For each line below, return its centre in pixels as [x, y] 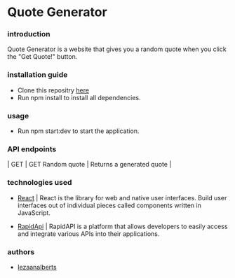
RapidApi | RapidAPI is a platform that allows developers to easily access [122, 226]
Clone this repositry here [53, 90]
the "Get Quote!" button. [42, 57]
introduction [29, 34]
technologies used [40, 183]
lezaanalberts [37, 267]
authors [21, 251]
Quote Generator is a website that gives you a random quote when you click [117, 49]
